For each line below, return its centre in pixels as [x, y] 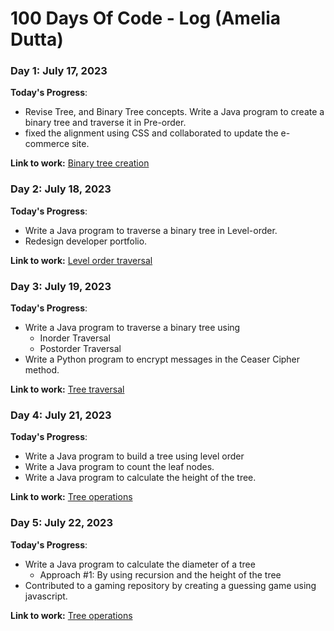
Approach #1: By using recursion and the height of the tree [160, 574]
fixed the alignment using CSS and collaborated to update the [151, 133]
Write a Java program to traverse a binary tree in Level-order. [151, 230]
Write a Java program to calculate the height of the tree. [140, 478]
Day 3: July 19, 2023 [61, 286]
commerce [47, 144]
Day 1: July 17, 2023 [59, 71]
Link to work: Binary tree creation [80, 163]
